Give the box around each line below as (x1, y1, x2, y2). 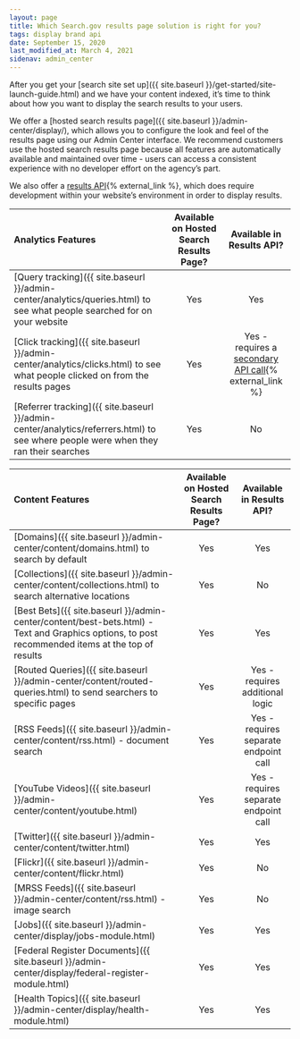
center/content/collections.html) (13, 579, 149, 591)
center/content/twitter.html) (13, 841, 130, 854)
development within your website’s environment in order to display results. (9, 190, 283, 200)
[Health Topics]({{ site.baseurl (13, 993, 141, 1004)
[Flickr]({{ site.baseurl (13, 856, 106, 868)
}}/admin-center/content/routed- (13, 675, 154, 687)
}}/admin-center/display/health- (13, 1003, 150, 1016)
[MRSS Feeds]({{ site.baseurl (13, 882, 137, 894)
